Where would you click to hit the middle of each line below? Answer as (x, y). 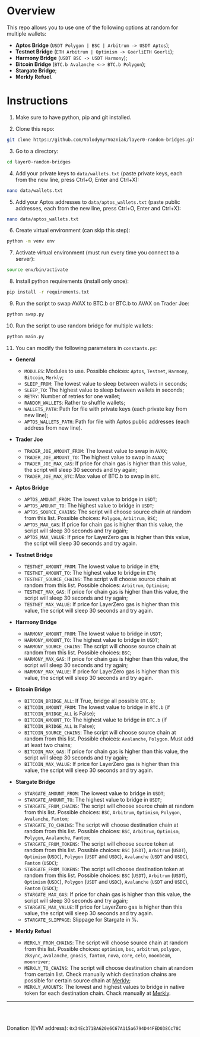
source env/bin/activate (37, 270)
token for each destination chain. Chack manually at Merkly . (97, 993)
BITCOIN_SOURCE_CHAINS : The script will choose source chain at (100, 732)
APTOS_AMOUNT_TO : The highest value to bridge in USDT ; (89, 505)
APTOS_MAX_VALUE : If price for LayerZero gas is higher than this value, (107, 537)
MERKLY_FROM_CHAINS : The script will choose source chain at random (106, 943)
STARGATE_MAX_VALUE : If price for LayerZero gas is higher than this (103, 907)
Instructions (37, 101)
